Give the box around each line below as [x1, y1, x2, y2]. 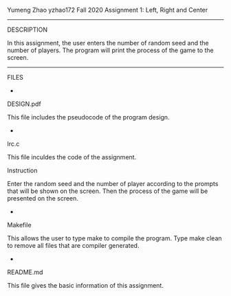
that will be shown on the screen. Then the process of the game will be [7, 187, 208, 195]
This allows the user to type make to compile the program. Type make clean [7, 234, 222, 242]
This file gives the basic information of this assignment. [7, 282, 164, 289]
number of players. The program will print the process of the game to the [7, 46, 214, 54]
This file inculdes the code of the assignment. [7, 153, 137, 161]
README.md [7, 268, 43, 276]
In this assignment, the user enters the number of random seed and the [7, 39, 209, 47]
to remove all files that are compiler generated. [7, 242, 140, 249]
